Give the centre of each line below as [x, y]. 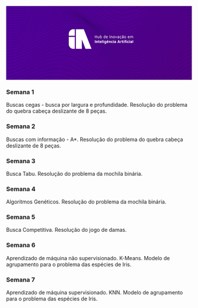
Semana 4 [21, 189]
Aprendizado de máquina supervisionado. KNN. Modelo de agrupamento [95, 293]
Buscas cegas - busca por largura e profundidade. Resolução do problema [97, 105]
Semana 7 [21, 280]
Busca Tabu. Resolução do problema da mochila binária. [74, 173]
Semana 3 [21, 160]
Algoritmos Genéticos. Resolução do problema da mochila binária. [86, 202]
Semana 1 [20, 92]
